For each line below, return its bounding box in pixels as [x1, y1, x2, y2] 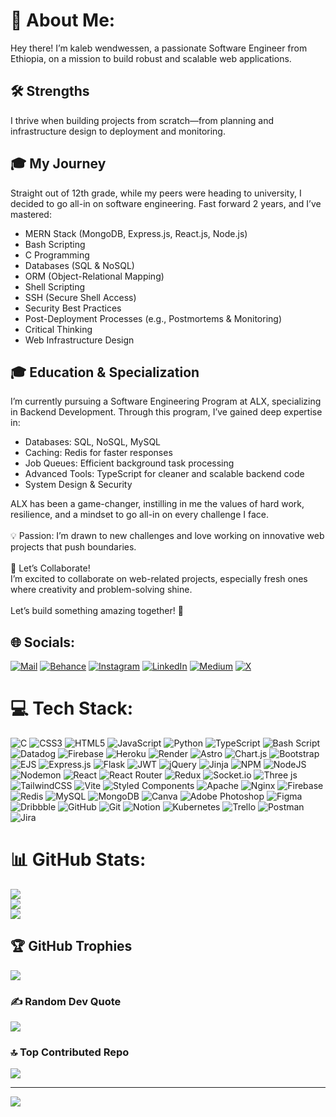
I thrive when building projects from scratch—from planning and [10, 114, 274, 126]
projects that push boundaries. [10, 541, 137, 553]
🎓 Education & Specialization [10, 364, 200, 381]
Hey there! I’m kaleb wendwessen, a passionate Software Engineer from [10, 42, 308, 54]
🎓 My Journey [10, 155, 107, 173]
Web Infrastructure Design [24, 334, 135, 346]
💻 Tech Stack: [10, 697, 134, 720]
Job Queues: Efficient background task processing [24, 457, 235, 469]
